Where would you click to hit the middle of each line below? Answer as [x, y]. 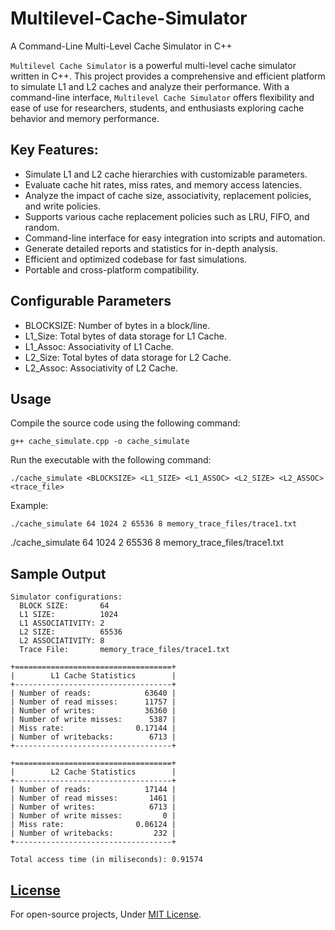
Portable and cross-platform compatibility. [112, 269]
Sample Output [58, 573]
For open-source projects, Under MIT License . [106, 914]
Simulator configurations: [66, 597]
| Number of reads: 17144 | [93, 790]
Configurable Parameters [91, 301]
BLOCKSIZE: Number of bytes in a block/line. [117, 325]
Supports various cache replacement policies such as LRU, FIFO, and [167, 216]
